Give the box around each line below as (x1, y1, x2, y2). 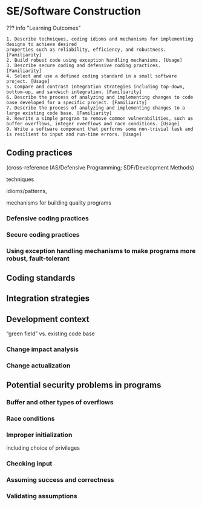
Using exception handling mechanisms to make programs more (6, 246, 196, 255)
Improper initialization (6, 431, 73, 439)
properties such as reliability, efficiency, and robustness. (6, 47, 166, 53)
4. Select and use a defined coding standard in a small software (6, 73, 177, 79)
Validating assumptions (6, 492, 77, 501)
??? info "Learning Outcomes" (6, 24, 81, 31)
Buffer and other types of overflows (6, 398, 114, 407)
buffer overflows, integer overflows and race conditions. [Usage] (6, 120, 180, 126)
